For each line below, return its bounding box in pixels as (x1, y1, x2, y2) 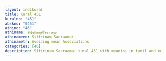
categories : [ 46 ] (5, 44, 41, 49)
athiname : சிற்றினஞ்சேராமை (5, 30, 57, 35)
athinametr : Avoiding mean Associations (5, 39, 90, 44)
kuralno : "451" (5, 16, 37, 21)
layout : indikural (5, 7, 43, 12)
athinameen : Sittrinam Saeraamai (5, 35, 74, 40)
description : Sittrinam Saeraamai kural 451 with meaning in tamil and (5, 48, 156, 53)
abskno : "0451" (5, 21, 37, 26)
